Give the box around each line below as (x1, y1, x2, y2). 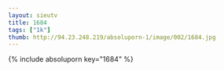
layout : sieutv (8, 11, 58, 20)
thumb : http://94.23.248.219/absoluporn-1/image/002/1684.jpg (8, 33, 216, 41)
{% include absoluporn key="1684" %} (8, 55, 134, 64)
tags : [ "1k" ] (8, 26, 51, 34)
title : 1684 (8, 19, 47, 27)
